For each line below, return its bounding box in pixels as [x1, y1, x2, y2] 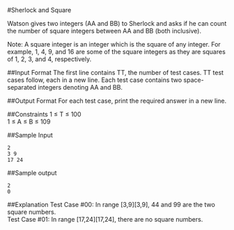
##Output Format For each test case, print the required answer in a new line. [7, 97, 227, 105]
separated [7, 83, 37, 91]
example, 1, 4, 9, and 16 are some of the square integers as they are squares [7, 48, 226, 56]
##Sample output [7, 169, 57, 176]
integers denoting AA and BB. [38, 83, 123, 91]
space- [183, 76, 204, 84]
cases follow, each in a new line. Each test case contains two [7, 76, 182, 84]
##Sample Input [7, 131, 54, 139]
